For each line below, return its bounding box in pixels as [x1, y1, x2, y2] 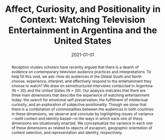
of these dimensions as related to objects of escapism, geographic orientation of [11, 125, 153, 131]
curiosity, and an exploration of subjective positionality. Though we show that [11, 102, 147, 107]
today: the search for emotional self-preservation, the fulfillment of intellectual [11, 97, 148, 103]
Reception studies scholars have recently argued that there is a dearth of [11, 64, 139, 70]
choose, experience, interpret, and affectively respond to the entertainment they [11, 78, 152, 84]
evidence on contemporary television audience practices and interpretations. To [11, 69, 152, 74]
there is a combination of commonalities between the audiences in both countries [11, 106, 154, 112]
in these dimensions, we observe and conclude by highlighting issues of [11, 111, 138, 117]
